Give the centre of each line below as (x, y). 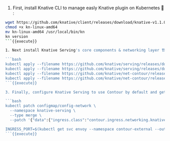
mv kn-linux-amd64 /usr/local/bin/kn (45, 32)
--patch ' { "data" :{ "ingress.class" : (48, 120)
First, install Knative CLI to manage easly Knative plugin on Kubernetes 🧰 (88, 8)
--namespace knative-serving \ (43, 111)
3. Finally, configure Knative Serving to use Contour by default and (81, 92)
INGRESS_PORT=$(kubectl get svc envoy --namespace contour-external (79, 129)
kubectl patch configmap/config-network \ (51, 106)
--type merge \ (26, 115)
